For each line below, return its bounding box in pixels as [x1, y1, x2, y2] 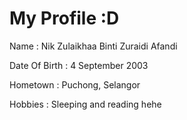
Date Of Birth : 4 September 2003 [9, 59, 149, 71]
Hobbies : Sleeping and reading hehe [9, 98, 162, 110]
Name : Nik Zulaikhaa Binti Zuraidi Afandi [9, 40, 178, 52]
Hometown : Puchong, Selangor [9, 78, 141, 91]
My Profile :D [9, 7, 120, 30]
